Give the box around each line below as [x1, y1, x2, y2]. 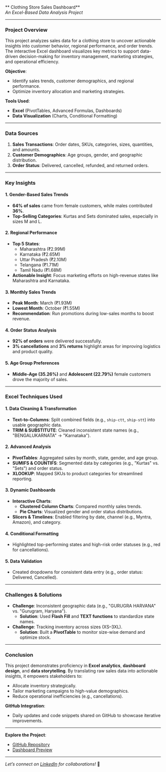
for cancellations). [12, 547, 49, 553]
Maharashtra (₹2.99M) [19, 246, 66, 252]
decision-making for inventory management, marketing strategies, [19, 54, 154, 59]
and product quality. [12, 349, 53, 355]
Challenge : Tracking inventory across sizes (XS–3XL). [12, 624, 123, 630]
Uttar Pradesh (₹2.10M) [19, 256, 67, 262]
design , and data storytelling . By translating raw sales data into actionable [5, 668, 158, 674]
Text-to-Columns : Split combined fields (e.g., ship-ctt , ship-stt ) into [12, 416, 156, 423]
